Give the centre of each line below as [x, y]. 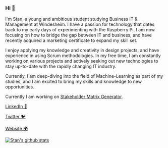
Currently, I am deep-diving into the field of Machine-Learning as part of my [84, 76]
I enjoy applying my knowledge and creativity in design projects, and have [82, 51]
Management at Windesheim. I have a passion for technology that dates [80, 24]
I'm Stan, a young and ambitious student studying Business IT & [71, 19]
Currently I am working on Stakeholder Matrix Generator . [64, 97]
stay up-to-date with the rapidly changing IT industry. [61, 66]
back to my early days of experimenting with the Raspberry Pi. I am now [80, 30]
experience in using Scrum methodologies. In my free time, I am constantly [83, 56]
